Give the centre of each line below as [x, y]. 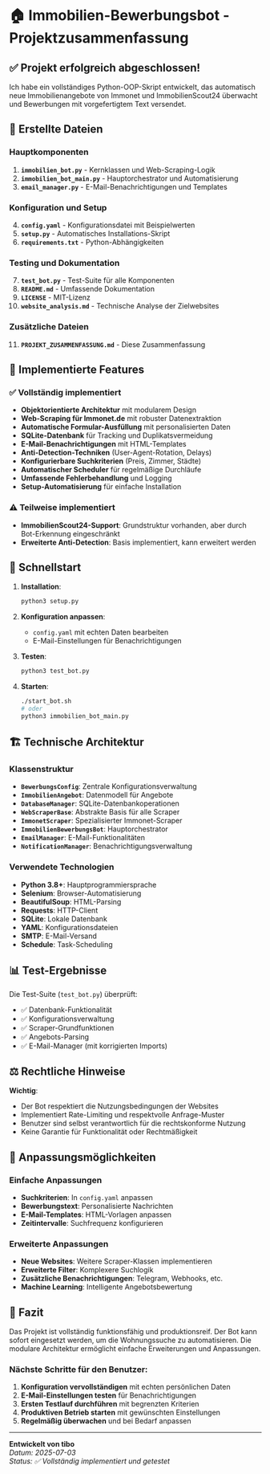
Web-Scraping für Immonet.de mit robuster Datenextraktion [121, 419]
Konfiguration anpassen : [63, 617]
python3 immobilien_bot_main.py [75, 716]
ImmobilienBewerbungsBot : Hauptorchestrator [95, 829]
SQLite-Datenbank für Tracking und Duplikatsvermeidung [117, 435]
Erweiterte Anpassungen [59, 1243]
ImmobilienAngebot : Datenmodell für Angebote [97, 795]
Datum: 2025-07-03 [42, 1453]
